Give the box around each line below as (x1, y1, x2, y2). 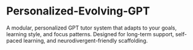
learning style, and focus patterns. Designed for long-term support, (6, 30, 174, 37)
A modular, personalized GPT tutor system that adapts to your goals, (6, 24, 177, 31)
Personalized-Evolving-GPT (6, 4, 150, 18)
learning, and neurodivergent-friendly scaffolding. (23, 37, 148, 44)
